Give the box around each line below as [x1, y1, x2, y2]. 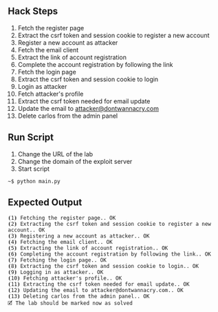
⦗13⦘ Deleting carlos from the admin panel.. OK [8, 293, 150, 300]
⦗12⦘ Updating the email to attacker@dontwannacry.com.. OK [8, 287, 184, 294]
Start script [17, 165, 50, 173]
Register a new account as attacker [17, 38, 118, 47]
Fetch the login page [17, 67, 76, 76]
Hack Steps [8, 6, 58, 17]
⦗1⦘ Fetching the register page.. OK [8, 215, 116, 222]
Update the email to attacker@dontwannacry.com [17, 104, 159, 112]
